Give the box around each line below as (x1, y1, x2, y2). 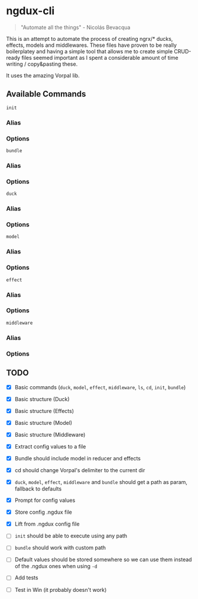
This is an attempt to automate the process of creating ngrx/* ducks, (6, 35, 173, 42)
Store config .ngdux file (14, 508, 72, 516)
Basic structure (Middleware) (14, 431, 86, 438)
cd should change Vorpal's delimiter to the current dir (14, 466, 145, 473)
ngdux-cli (6, 4, 55, 18)
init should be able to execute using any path (14, 532, 128, 540)
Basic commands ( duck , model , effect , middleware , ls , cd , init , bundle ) (14, 383, 186, 390)
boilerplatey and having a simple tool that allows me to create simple (6, 47, 173, 55)
